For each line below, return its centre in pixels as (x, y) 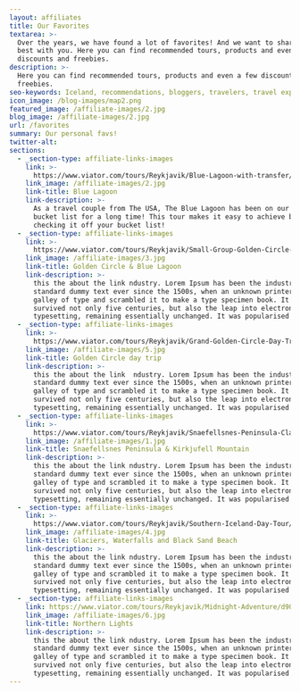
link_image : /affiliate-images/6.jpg (96, 615)
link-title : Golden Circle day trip (94, 358)
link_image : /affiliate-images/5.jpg (96, 349)
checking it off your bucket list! (99, 225)
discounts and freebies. (63, 59)
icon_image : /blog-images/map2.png (75, 100)
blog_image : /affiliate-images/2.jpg (79, 117)
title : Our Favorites (50, 26)
